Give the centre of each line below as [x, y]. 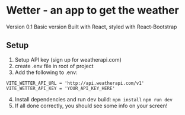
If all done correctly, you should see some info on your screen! [91, 106]
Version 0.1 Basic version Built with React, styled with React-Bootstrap [92, 27]
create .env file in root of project [54, 66]
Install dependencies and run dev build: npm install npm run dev [94, 99]
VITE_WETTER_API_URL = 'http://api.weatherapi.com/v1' [75, 83]
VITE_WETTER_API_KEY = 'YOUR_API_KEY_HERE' [61, 88]
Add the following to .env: [46, 72]
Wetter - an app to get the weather [92, 10]
